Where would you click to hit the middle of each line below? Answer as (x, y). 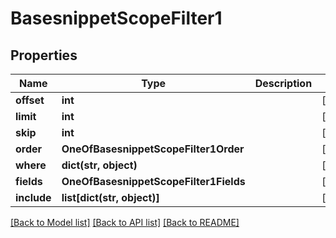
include (33, 197)
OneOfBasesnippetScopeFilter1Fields (153, 181)
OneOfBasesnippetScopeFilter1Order (153, 149)
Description (283, 83)
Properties (44, 55)
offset (30, 100)
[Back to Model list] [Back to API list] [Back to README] (125, 222)
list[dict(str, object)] (110, 197)
